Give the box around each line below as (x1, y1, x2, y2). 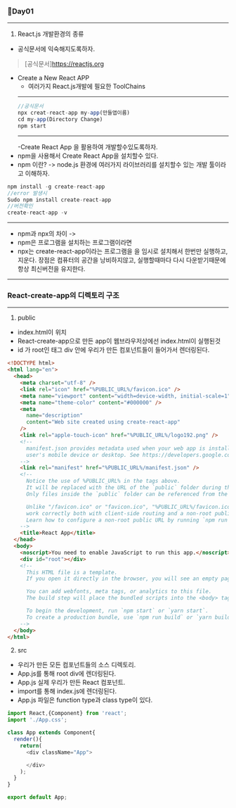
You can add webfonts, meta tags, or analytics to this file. (25, 588, 212, 595)
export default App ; (7, 794, 68, 801)
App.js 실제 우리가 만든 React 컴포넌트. (17, 678, 126, 687)
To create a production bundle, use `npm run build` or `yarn (25, 614, 212, 621)
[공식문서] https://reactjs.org (24, 60, 104, 68)
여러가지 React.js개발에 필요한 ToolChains (27, 82, 146, 91)
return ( (20, 742, 42, 749)
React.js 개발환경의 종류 (17, 30, 84, 38)
